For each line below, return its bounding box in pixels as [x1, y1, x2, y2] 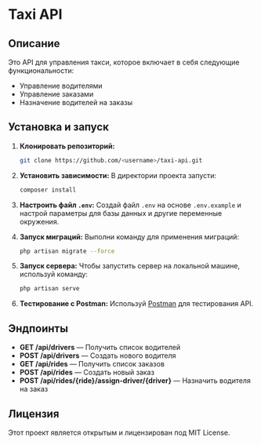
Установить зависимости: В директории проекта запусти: [19, 170, 217, 180]
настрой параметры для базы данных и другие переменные [19, 208, 223, 217]
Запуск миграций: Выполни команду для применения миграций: [19, 232, 240, 241]
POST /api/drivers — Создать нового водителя [19, 351, 176, 360]
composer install [19, 186, 77, 194]
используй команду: [19, 269, 89, 279]
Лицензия [8, 407, 60, 421]
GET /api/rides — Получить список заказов [19, 359, 165, 369]
